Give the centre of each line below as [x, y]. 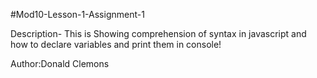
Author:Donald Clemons [60, 63]
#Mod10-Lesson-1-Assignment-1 [77, 14]
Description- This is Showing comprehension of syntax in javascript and [158, 33]
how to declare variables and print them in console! [116, 44]
